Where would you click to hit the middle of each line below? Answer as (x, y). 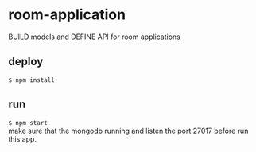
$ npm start (28, 123)
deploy (26, 62)
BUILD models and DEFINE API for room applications (95, 37)
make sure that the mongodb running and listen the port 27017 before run (128, 131)
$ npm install (32, 80)
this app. (23, 139)
